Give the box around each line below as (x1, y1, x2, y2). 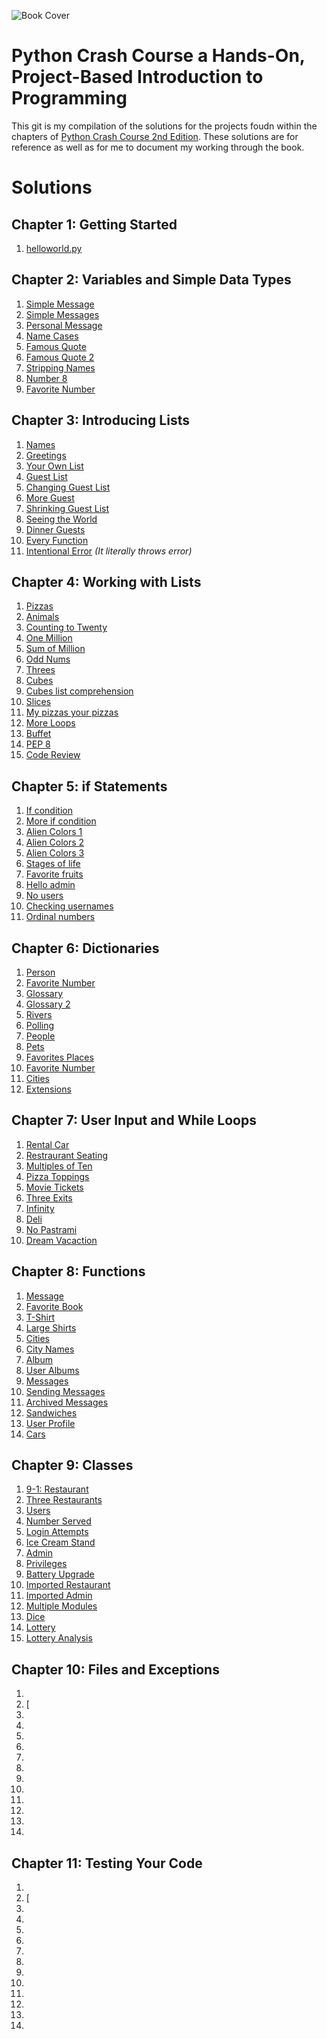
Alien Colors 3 (25, 847, 85, 859)
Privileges (25, 1558, 68, 1570)
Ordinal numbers (25, 911, 96, 923)
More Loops (25, 717, 76, 729)
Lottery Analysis (25, 1632, 93, 1644)
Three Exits (25, 1191, 73, 1204)
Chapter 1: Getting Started (11, 216, 178, 233)
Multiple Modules (25, 1600, 98, 1612)
